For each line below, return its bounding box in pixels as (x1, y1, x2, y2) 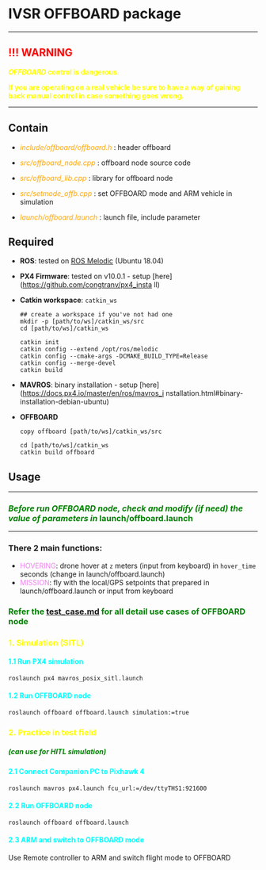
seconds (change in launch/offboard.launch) (19, 569, 165, 579)
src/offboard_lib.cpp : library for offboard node (19, 173, 173, 182)
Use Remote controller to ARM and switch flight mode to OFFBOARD (8, 853, 231, 862)
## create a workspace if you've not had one (19, 311, 173, 319)
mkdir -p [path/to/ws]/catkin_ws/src (19, 318, 145, 326)
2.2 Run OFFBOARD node (8, 801, 93, 811)
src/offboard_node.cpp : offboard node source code (19, 158, 192, 167)
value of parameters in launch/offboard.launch (8, 513, 194, 524)
